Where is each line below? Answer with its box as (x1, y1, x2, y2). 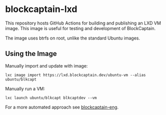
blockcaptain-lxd (5, 3, 77, 15)
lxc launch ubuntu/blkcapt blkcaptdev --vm (5, 95, 97, 100)
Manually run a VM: (5, 85, 45, 91)
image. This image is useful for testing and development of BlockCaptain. (5, 25, 156, 31)
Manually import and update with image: (5, 62, 88, 68)
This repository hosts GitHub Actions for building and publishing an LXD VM (5, 20, 161, 26)
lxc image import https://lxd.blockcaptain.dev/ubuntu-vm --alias (5, 72, 146, 77)
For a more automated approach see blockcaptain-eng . (5, 104, 119, 110)
